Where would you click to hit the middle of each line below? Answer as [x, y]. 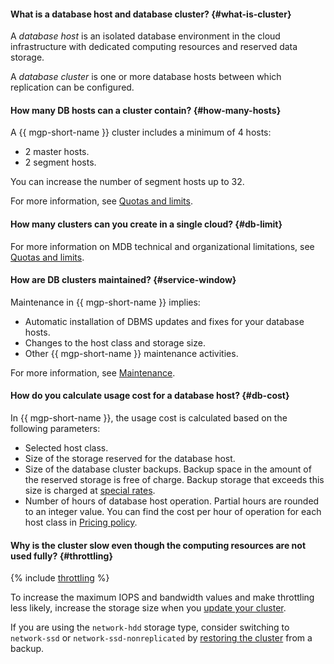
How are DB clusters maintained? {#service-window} [123, 280]
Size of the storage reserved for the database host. [130, 459]
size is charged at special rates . [90, 491]
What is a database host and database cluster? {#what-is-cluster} [151, 14]
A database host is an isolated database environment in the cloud [145, 36]
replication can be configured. [72, 87]
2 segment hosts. [60, 162]
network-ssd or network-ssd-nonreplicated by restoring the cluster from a [161, 638]
